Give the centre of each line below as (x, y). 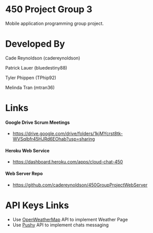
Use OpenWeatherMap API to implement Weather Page (70, 219)
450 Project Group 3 (49, 9)
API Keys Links (37, 205)
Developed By (35, 44)
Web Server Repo (24, 174)
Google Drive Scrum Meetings (37, 122)
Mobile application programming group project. (54, 23)
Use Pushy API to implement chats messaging (61, 225)
